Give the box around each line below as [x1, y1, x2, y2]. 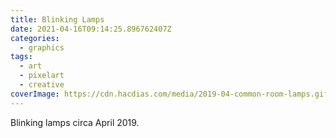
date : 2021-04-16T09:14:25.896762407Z [10, 24, 172, 34]
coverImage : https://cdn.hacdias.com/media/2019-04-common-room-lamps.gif [10, 89, 329, 99]
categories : [10, 33, 60, 43]
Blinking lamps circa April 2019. [10, 116, 140, 128]
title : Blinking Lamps [10, 14, 105, 25]
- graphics [19, 42, 65, 53]
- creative [19, 80, 65, 90]
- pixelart [19, 71, 65, 81]
